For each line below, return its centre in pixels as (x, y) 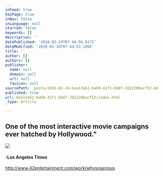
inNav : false (19, 19)
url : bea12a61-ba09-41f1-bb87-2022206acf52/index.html (63, 97)
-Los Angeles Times (26, 157)
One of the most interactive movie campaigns (77, 126)
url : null (20, 79)
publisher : (16, 65)
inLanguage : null (23, 24)
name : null (21, 70)
